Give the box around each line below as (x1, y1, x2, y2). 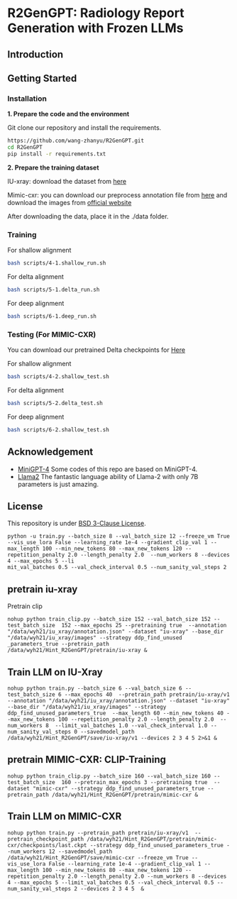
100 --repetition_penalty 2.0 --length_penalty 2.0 (57, 715, 214, 723)
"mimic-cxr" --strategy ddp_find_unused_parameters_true (33, 785, 204, 792)
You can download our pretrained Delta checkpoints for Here (7, 346, 186, 354)
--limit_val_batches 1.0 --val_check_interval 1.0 (55, 722, 208, 729)
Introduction (7, 48, 64, 60)
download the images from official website (7, 198, 132, 206)
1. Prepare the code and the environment (7, 110, 130, 118)
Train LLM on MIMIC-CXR (7, 810, 122, 822)
